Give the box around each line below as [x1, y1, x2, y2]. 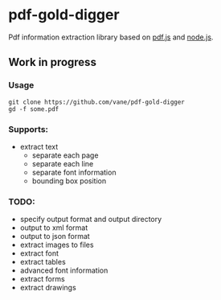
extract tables [19, 257, 66, 267]
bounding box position [31, 175, 107, 186]
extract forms [19, 274, 66, 284]
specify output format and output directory [19, 215, 162, 224]
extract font [19, 249, 59, 258]
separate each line [31, 158, 94, 168]
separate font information [31, 167, 117, 177]
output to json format [19, 232, 90, 241]
